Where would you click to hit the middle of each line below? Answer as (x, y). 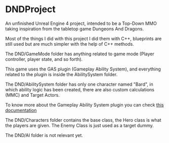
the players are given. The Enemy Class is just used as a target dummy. (80, 125)
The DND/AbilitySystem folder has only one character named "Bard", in (79, 84)
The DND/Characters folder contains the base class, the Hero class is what (83, 120)
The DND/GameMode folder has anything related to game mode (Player (80, 54)
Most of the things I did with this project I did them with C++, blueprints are (83, 39)
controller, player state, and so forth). (44, 59)
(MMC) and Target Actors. (32, 95)
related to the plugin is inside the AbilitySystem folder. (61, 74)
